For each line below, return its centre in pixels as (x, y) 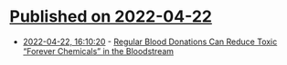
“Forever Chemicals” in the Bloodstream (98, 51)
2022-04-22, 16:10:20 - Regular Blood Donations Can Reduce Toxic (150, 42)
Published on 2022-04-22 (111, 17)
